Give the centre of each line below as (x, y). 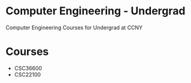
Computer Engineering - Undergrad (95, 11)
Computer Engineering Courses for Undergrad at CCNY (74, 27)
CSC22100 (28, 74)
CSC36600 (28, 68)
